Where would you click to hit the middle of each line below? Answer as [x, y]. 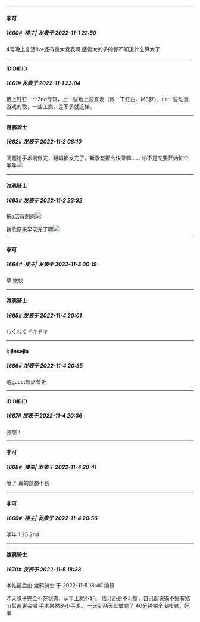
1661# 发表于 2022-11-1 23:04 [43, 83]
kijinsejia [18, 351]
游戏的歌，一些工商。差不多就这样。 [51, 107]
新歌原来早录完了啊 [30, 229]
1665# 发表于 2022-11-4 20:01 [44, 315]
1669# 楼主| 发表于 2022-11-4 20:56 [52, 518]
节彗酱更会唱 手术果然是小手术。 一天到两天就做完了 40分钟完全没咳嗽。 [95, 606]
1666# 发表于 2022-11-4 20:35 [45, 366]
